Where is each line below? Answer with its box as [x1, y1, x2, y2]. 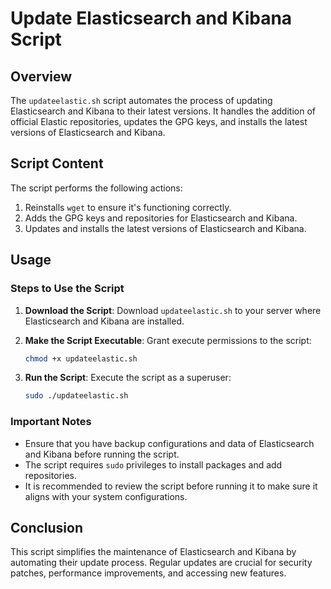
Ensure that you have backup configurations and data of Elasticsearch [24, 437, 315, 449]
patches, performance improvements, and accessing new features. [10, 567, 287, 579]
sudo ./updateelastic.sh [24, 391, 129, 401]
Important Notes [10, 415, 92, 429]
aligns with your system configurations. [24, 490, 188, 502]
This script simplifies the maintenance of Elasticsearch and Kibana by [10, 546, 297, 558]
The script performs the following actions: [10, 182, 183, 194]
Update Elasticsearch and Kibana [10, 7, 293, 30]
